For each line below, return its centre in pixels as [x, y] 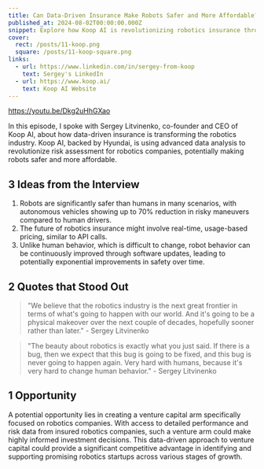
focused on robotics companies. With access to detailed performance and [128, 423]
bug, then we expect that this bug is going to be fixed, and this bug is [139, 354]
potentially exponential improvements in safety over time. [112, 262]
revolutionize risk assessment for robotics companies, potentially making [126, 151]
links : [19, 60]
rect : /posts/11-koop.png [58, 45]
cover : [19, 37]
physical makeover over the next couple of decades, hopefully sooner [141, 322]
